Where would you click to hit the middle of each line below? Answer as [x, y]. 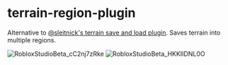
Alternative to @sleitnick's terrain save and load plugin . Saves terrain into [114, 32]
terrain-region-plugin [72, 13]
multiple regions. [32, 40]
